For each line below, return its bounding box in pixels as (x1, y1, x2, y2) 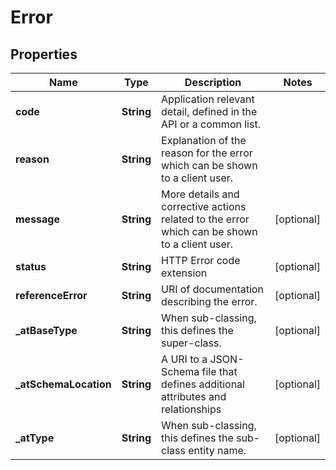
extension (161, 266, 208, 280)
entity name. (188, 444, 247, 457)
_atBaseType (15, 324, 78, 337)
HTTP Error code (161, 254, 241, 267)
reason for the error (161, 146, 253, 160)
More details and (161, 187, 240, 201)
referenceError (15, 289, 88, 302)
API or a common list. (161, 117, 261, 131)
